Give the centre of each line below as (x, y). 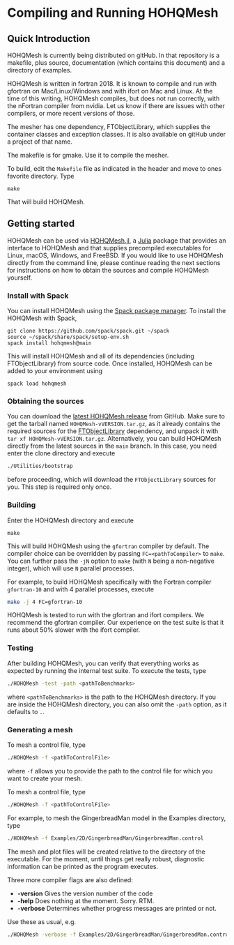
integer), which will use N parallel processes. (71, 568)
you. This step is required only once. (60, 487)
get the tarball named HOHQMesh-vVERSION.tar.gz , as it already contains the (114, 424)
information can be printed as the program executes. (83, 866)
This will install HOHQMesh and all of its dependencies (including (101, 356)
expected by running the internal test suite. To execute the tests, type (107, 670)
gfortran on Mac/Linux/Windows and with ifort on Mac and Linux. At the (110, 91)
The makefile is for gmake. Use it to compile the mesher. (88, 155)
